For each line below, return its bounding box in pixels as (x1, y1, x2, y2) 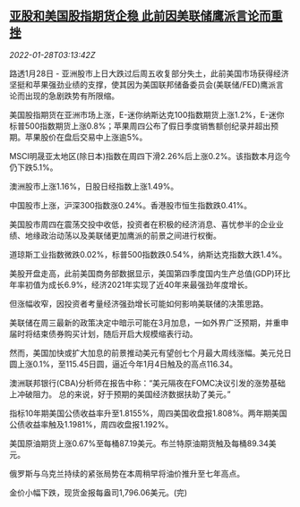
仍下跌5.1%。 (9, 162, 58, 173)
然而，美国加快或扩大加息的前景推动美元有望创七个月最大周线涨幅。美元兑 (9, 347, 284, 358)
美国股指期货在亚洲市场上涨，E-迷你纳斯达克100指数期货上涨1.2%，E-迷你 (9, 109, 285, 120)
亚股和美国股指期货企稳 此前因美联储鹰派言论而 (9, 8, 271, 24)
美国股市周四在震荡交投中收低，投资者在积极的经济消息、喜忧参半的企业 (9, 218, 276, 230)
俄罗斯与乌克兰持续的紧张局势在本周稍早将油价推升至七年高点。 (9, 468, 244, 478)
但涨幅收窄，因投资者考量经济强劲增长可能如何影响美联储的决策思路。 (9, 298, 269, 308)
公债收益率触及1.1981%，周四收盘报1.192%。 (9, 418, 174, 429)
